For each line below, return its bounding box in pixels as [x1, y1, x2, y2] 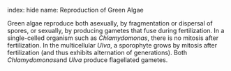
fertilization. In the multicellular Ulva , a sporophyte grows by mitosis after [7, 41, 218, 49]
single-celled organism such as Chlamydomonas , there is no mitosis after [7, 34, 218, 42]
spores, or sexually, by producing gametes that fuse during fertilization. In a [7, 27, 225, 34]
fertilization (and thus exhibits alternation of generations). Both [7, 48, 188, 57]
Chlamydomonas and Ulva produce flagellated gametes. [7, 56, 168, 64]
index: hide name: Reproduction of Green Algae [7, 6, 144, 14]
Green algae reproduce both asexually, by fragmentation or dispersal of [7, 19, 213, 27]
